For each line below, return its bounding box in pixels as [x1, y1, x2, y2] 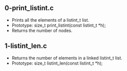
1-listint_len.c [4, 42, 47, 50]
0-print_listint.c [4, 4, 54, 12]
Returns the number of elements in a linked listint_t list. [11, 55, 123, 61]
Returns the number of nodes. [11, 27, 73, 34]
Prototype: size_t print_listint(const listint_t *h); [11, 22, 106, 28]
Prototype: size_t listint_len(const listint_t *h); [11, 60, 103, 66]
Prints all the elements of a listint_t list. [11, 17, 89, 23]
